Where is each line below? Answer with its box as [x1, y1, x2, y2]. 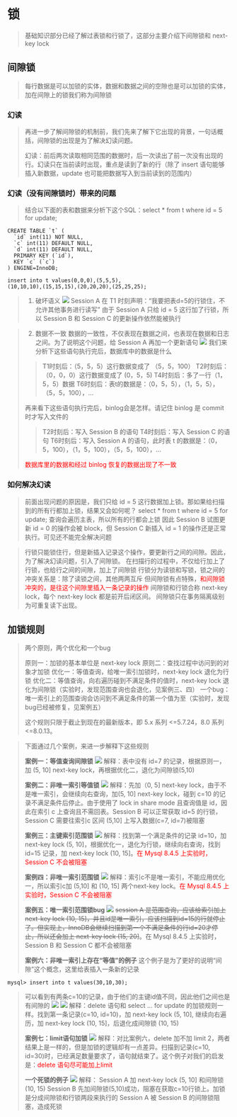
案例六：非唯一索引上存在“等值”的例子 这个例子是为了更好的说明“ [24, 956, 216, 965]
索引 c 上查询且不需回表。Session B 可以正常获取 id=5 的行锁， [37, 807, 222, 816]
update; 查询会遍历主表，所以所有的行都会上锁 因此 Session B [24, 515, 205, 523]
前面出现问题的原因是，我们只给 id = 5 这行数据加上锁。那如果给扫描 [24, 497, 225, 506]
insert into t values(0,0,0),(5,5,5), [7, 277, 122, 284]
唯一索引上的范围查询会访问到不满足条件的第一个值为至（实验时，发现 [24, 694, 230, 703]
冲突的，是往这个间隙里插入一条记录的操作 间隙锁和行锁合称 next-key [24, 583, 228, 591]
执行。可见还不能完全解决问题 [24, 533, 112, 541]
